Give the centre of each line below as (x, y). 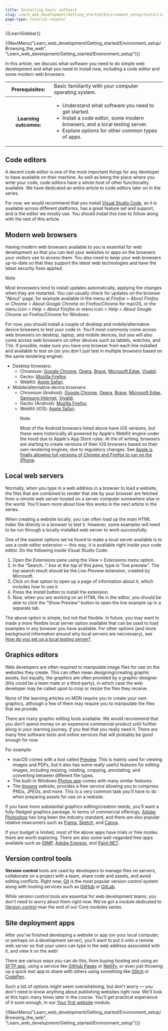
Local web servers (34, 476)
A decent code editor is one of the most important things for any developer (82, 172)
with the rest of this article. (33, 219)
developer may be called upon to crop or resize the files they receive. (77, 688)
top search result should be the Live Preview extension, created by (81, 570)
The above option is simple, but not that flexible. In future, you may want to (82, 617)
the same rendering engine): (34, 356)
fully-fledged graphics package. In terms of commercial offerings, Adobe (80, 811)
